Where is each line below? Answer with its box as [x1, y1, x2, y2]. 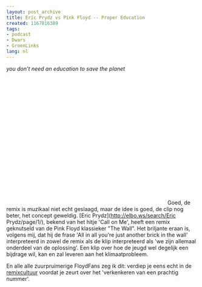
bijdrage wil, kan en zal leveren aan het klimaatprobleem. [6, 250, 149, 258]
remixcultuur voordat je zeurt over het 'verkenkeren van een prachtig [6, 268, 179, 276]
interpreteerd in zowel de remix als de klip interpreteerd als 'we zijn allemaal [6, 237, 196, 245]
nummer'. [6, 275, 30, 282]
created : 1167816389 [6, 20, 59, 26]
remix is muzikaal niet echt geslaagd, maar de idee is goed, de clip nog [6, 205, 184, 212]
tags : [6, 25, 20, 32]
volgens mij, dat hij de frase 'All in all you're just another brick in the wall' [6, 231, 188, 238]
